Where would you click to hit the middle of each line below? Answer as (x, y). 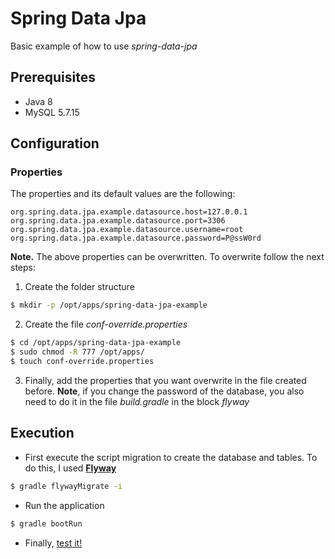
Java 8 (38, 101)
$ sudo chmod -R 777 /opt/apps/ (77, 352)
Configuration (55, 143)
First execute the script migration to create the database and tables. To (171, 457)
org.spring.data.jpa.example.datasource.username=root (127, 230)
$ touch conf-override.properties (82, 362)
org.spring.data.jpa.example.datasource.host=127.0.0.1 (129, 212)
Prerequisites (53, 77)
